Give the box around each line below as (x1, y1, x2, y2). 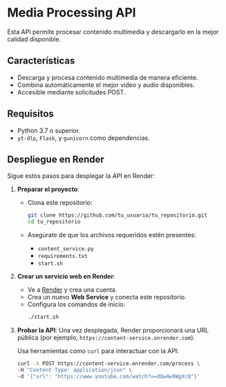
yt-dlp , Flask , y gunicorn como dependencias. (17, 133, 150, 142)
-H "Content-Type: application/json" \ (17, 366, 133, 373)
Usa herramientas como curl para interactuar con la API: (17, 347, 180, 355)
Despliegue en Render (7, 153, 105, 165)
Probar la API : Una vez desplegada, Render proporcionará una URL (17, 326, 209, 334)
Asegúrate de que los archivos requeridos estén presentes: (27, 231, 197, 239)
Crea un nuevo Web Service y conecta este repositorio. (27, 293, 187, 301)
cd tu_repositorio (27, 219, 81, 226)
